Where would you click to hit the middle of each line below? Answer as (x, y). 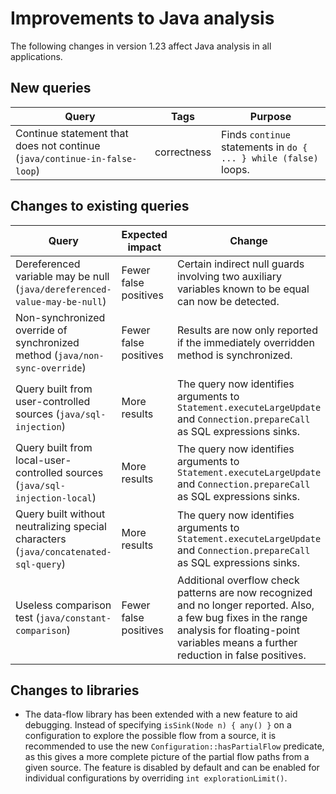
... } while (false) (270, 158)
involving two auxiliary (229, 276)
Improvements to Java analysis (142, 18)
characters (41, 539)
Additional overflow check (238, 580)
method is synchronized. (234, 355)
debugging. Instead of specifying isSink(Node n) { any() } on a (158, 725)
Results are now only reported (247, 330)
